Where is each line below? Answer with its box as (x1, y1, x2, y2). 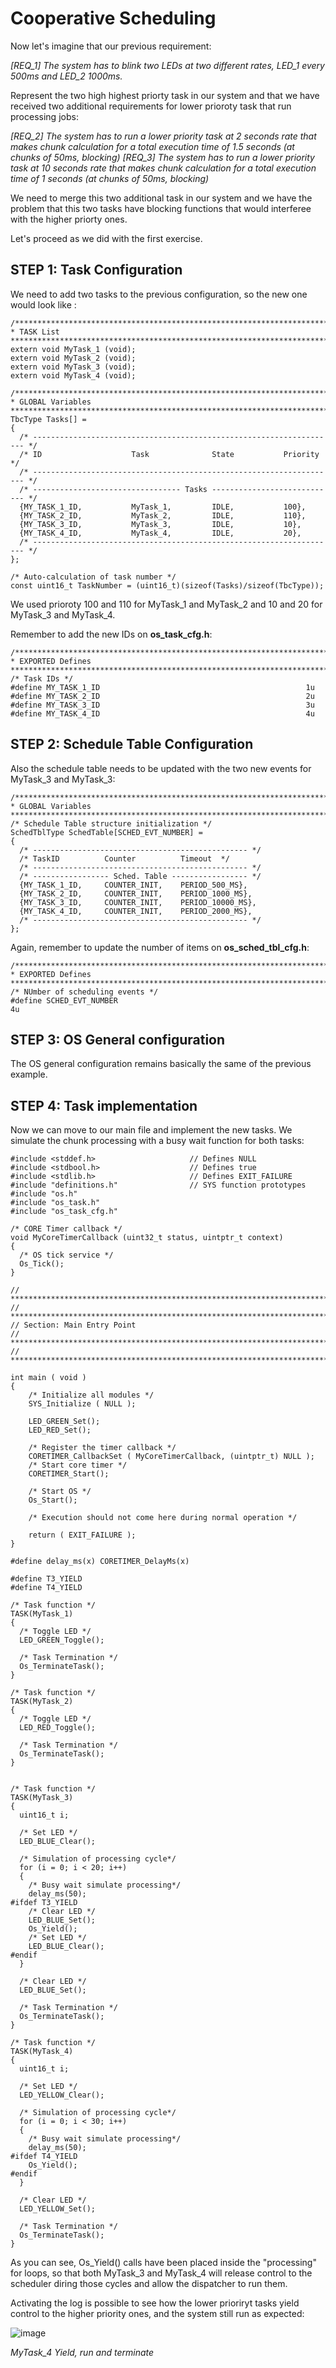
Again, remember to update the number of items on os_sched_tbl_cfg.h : (10, 941, 310, 953)
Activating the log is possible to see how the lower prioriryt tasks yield (10, 2297, 300, 2309)
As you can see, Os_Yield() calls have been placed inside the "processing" (10, 2257, 317, 2269)
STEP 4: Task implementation (10, 1097, 198, 1114)
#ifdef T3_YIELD (10, 1898, 78, 1908)
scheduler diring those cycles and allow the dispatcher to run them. (10, 2278, 288, 2290)
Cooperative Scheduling (10, 7, 217, 30)
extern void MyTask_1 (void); (10, 344, 137, 354)
